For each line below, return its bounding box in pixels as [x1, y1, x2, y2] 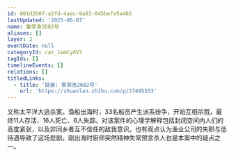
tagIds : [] [7, 56, 39, 63]
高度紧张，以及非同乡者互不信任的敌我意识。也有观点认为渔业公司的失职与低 [7, 125, 227, 133]
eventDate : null [7, 42, 54, 49]
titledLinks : [7, 74, 45, 82]
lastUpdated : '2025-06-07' [7, 17, 86, 24]
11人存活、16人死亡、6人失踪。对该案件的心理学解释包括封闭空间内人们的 [13, 116, 224, 125]
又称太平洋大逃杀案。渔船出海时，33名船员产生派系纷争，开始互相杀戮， [7, 108, 217, 116]
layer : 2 [7, 36, 33, 43]
